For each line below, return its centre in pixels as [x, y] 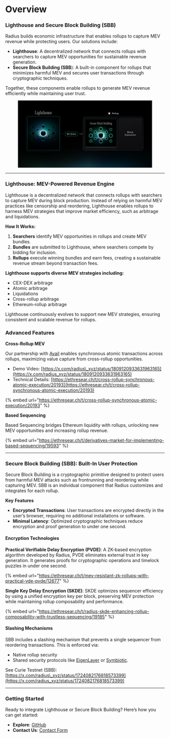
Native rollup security [35, 654]
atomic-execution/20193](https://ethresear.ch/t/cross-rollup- [76, 385]
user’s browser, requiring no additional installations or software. [79, 516]
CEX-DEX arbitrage [33, 283]
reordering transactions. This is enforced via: [52, 645]
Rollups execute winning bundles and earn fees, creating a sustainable [87, 257]
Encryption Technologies [32, 538]
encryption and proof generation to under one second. [69, 527]
